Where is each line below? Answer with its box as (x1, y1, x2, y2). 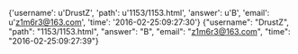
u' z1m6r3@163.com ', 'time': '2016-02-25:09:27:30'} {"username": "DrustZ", (8, 17, 290, 27)
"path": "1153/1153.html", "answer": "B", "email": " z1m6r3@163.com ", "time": (8, 27, 291, 36)
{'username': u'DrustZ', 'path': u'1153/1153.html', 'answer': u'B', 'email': (8, 8, 270, 18)
